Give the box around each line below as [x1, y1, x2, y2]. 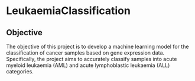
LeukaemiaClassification [6, 4, 131, 18]
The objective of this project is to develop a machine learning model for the [6, 43, 189, 50]
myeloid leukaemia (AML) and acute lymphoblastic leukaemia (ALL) [6, 62, 170, 69]
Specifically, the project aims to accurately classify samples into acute [6, 56, 177, 62]
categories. [6, 68, 34, 75]
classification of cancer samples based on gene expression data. [6, 49, 165, 56]
